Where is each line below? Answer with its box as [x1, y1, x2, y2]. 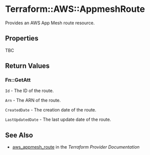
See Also [5, 131, 33, 139]
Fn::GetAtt [5, 77, 31, 84]
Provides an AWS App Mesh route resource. [5, 20, 95, 26]
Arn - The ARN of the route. [5, 98, 61, 103]
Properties [5, 34, 39, 43]
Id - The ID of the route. [5, 88, 54, 94]
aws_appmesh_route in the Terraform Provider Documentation [12, 144, 140, 150]
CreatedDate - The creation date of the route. [5, 107, 97, 113]
